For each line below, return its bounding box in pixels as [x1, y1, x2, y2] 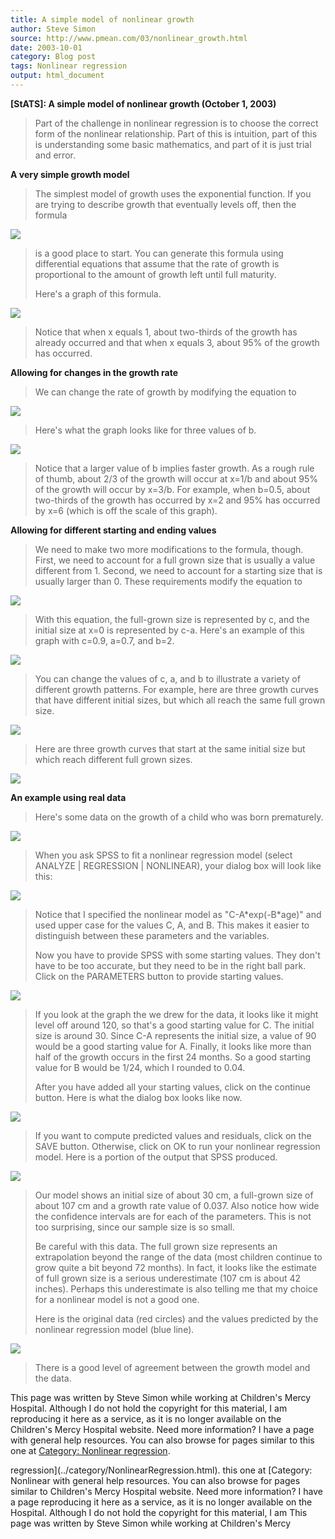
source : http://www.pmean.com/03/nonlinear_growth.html [10, 33, 248, 43]
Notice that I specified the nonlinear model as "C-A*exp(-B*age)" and [34, 908, 322, 920]
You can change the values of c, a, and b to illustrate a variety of [34, 672, 301, 685]
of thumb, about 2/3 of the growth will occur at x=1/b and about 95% [34, 472, 319, 485]
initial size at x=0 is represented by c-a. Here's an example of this [34, 624, 305, 636]
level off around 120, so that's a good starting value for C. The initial [34, 1019, 315, 1031]
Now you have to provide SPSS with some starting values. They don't [34, 949, 321, 961]
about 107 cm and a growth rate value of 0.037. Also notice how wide [34, 1199, 320, 1211]
